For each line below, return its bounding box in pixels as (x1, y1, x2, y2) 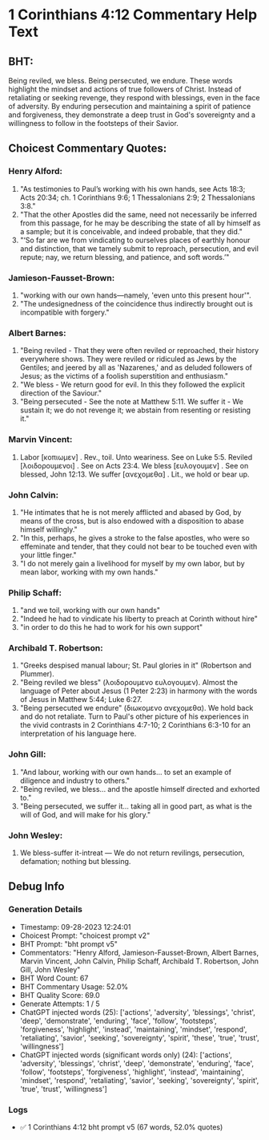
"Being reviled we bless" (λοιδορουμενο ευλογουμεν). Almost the (19, 678, 239, 688)
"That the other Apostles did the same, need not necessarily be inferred (19, 209, 258, 219)
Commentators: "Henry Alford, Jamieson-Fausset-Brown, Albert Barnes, (19, 947, 259, 957)
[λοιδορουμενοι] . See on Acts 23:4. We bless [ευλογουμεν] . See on (19, 460, 249, 470)
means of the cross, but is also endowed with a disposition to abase (19, 516, 244, 525)
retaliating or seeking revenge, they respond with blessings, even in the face (8, 93, 260, 102)
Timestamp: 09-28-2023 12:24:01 (19, 922, 131, 931)
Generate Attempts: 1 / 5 (19, 999, 100, 1008)
